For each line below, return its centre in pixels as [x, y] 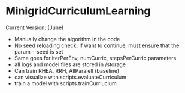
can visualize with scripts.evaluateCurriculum [70, 77]
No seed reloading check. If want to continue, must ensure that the [97, 45]
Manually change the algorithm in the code [67, 39]
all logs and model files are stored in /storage [70, 64]
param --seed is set [39, 51]
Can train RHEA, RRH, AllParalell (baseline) [67, 70]
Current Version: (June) [35, 27]
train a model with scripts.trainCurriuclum [66, 83]
